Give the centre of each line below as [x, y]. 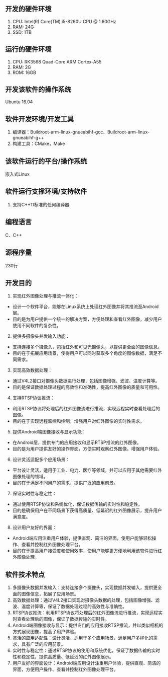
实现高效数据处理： [32, 370]
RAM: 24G [23, 27]
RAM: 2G [22, 67]
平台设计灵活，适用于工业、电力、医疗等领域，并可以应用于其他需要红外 [87, 470]
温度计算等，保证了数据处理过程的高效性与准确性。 [74, 607]
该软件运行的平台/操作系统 [46, 161]
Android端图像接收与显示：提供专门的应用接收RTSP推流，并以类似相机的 [88, 625]
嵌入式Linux [18, 174]
